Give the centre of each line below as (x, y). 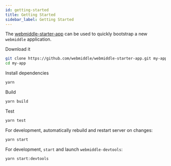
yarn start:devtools (27, 158)
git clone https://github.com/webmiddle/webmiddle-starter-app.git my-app (86, 59)
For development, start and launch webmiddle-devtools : (64, 149)
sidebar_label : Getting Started (39, 19)
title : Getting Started (31, 15)
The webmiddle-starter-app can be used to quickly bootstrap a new (76, 34)
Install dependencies (27, 73)
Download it (18, 49)
